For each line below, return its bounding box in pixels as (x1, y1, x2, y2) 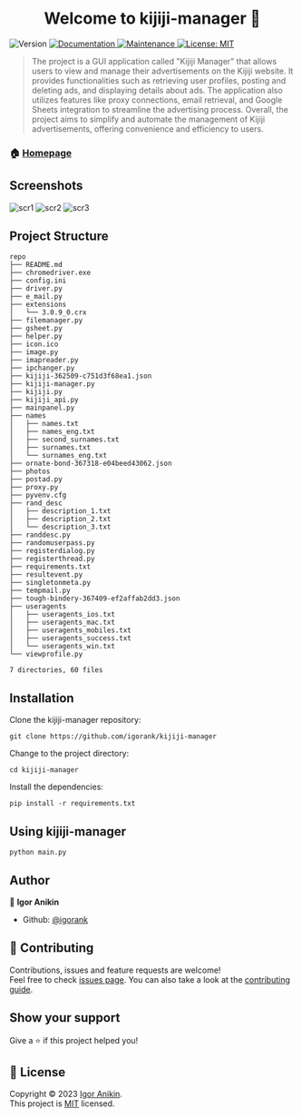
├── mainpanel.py (9, 403, 75, 412)
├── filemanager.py (9, 316, 83, 325)
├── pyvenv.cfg (9, 490, 67, 500)
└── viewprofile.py (9, 649, 83, 659)
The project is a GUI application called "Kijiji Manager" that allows (31, 55, 278, 66)
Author (9, 872, 50, 888)
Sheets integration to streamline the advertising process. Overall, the (31, 104, 288, 114)
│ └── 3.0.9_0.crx (9, 308, 88, 317)
